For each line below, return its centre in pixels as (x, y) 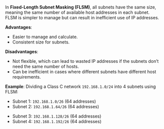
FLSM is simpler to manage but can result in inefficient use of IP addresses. (82, 18)
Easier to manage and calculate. (45, 37)
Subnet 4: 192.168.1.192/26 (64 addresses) (57, 121)
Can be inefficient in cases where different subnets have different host (84, 72)
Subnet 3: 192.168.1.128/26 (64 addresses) (57, 116)
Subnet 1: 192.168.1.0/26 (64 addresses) (54, 101)
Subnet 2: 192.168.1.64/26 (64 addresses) (55, 107)
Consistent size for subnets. (41, 42)
